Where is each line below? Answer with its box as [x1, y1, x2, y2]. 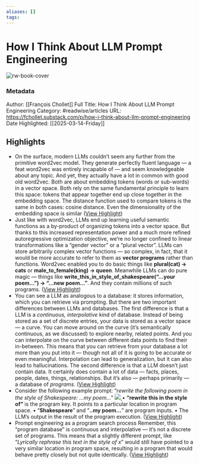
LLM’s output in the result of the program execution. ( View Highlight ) [14, 413, 183, 420]
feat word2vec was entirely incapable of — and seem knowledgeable [14, 165, 185, 173]
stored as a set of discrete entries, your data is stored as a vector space [14, 317, 191, 325]
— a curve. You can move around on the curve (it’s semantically [14, 323, 171, 331]
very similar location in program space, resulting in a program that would [14, 444, 193, 451]
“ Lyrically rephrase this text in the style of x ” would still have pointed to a [14, 438, 194, 446]
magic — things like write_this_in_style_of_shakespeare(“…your [14, 273, 176, 280]
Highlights [6, 137, 46, 147]
